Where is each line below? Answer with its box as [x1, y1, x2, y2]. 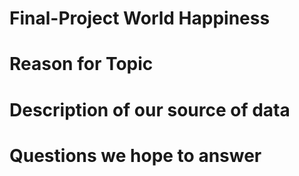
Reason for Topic [9, 53, 154, 76]
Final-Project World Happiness [9, 7, 271, 30]
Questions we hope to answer [9, 144, 262, 167]
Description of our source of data [9, 98, 291, 121]
